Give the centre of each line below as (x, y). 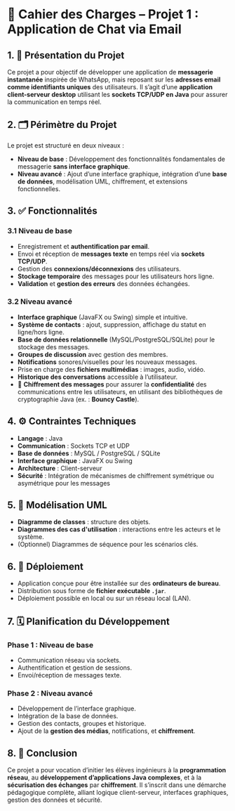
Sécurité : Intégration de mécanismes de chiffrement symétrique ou (116, 475)
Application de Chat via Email (94, 29)
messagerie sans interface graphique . (74, 166)
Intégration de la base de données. (68, 716)
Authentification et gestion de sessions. (75, 668)
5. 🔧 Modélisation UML (57, 505)
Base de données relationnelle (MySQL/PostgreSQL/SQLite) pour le (116, 339)
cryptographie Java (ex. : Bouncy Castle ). (78, 399)
